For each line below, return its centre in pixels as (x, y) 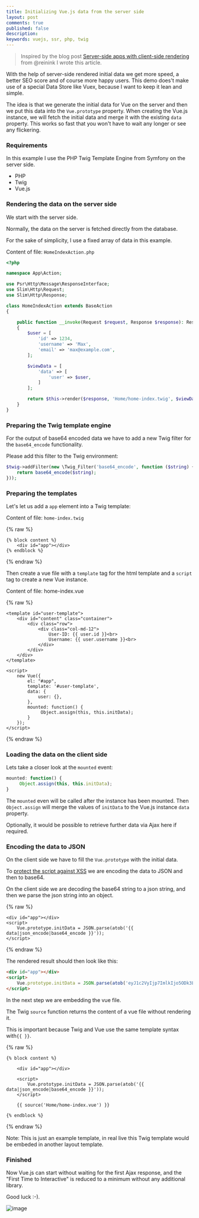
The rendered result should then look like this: (62, 961)
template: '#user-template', (63, 687)
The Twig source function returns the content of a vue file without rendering (99, 1012)
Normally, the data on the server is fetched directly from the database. (92, 228)
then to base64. (25, 878)
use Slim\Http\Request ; (36, 290)
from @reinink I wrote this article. (61, 62)
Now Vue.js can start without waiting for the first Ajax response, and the (94, 1173)
